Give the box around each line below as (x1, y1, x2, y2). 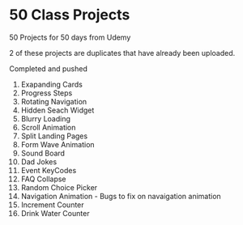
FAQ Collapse (20, 174, 67, 184)
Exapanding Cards (20, 79, 83, 89)
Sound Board (20, 148, 66, 158)
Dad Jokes (20, 156, 58, 167)
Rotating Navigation (20, 96, 87, 106)
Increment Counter (20, 200, 84, 210)
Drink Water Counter (20, 208, 90, 218)
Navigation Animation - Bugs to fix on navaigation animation (20, 191, 221, 201)
